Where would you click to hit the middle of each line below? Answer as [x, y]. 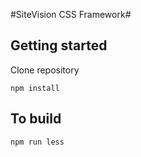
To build [36, 119]
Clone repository [45, 70]
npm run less [37, 142]
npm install [35, 88]
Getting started [59, 45]
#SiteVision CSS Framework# [71, 14]
